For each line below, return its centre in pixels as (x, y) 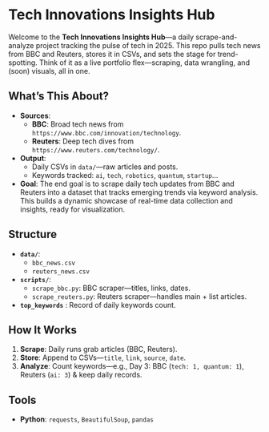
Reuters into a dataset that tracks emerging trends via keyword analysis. (139, 192)
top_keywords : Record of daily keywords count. (98, 305)
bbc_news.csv (54, 263)
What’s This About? (59, 97)
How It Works (43, 330)
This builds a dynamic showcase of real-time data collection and (126, 200)
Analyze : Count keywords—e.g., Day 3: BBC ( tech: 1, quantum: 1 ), (132, 366)
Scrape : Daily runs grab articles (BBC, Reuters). (98, 349)
